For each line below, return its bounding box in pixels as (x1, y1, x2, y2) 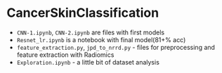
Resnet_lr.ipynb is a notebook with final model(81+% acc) (16, 35, 186, 44)
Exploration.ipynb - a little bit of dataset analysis (16, 58, 159, 66)
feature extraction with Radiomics (16, 51, 115, 59)
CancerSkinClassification (6, 5, 159, 21)
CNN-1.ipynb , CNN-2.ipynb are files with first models (16, 28, 165, 36)
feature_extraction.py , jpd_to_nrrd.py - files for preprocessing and (16, 43, 216, 51)
